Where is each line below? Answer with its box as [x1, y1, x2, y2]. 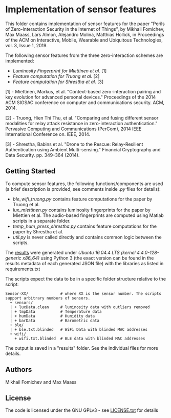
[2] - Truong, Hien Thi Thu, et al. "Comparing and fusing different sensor [5, 114, 159, 121]
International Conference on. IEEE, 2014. [5, 131, 91, 137]
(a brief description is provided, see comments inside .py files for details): [5, 186, 161, 192]
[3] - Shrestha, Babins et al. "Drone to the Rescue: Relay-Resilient [5, 141, 143, 147]
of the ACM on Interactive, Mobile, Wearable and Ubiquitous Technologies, [5, 37, 163, 43]
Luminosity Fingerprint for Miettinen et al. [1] [12, 68, 107, 74]
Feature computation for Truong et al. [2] [12, 73, 100, 79]
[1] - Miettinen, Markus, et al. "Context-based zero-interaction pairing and [5, 88, 161, 94]
